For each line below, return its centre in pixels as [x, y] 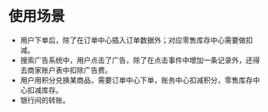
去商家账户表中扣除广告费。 [66, 70]
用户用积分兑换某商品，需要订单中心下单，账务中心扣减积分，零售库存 [136, 80]
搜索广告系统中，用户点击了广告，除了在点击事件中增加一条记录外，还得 [140, 60]
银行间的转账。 [45, 100]
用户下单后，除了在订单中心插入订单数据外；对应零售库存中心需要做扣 [136, 40]
